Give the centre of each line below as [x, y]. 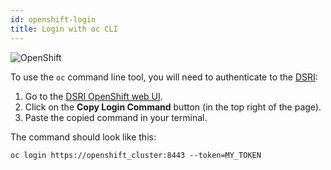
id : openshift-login [53, 19]
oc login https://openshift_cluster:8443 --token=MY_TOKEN [136, 155]
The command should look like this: [83, 137]
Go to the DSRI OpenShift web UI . [93, 96]
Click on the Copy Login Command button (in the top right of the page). [173, 107]
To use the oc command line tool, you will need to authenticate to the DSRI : [164, 77]
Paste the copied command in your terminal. [116, 117]
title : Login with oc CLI [64, 29]
